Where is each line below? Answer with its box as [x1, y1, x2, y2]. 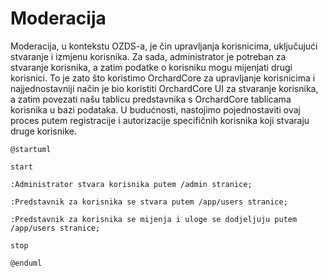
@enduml [10, 258, 43, 268]
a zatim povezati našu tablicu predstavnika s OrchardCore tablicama [10, 93, 292, 105]
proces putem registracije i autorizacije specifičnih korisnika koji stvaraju [10, 114, 310, 126]
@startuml [10, 144, 52, 154]
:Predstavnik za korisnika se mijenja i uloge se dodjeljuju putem [10, 214, 298, 224]
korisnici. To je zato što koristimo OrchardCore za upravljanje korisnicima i [10, 72, 316, 84]
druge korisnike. [10, 125, 77, 137]
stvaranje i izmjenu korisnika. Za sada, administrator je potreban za [10, 50, 287, 62]
